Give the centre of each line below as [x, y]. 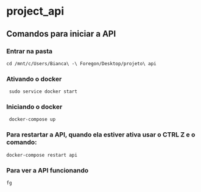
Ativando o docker [34, 79]
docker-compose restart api [42, 155]
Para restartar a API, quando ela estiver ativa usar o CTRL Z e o [101, 135]
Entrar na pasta [30, 51]
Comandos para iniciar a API [61, 34]
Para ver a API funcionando [48, 170]
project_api [35, 11]
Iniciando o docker [34, 107]
